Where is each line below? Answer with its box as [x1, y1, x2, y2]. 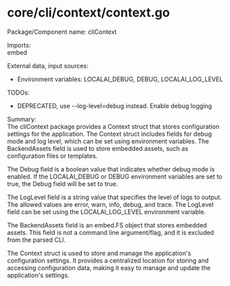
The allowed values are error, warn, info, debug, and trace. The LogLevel [7, 200, 214, 208]
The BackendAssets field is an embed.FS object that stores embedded [7, 221, 207, 229]
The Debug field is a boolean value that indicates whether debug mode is [7, 165, 215, 173]
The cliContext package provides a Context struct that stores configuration [7, 122, 220, 130]
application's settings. [7, 271, 70, 279]
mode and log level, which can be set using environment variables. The [7, 136, 209, 145]
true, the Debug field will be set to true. [7, 179, 118, 187]
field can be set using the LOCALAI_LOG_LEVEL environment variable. [7, 207, 207, 216]
